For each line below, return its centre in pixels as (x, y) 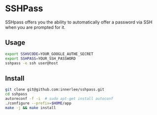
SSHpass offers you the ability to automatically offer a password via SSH (79, 22)
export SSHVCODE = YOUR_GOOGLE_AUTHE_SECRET (49, 54)
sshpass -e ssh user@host (31, 63)
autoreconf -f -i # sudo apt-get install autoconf (59, 98)
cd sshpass (16, 94)
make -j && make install (31, 108)
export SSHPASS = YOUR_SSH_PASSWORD (41, 58)
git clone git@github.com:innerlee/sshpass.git (55, 90)
